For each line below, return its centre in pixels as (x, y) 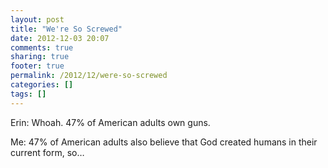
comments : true (42, 47)
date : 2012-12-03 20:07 (60, 38)
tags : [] (28, 94)
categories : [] (42, 85)
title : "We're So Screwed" (66, 29)
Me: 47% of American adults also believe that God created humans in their (164, 142)
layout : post (37, 19)
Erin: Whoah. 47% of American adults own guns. (110, 122)
